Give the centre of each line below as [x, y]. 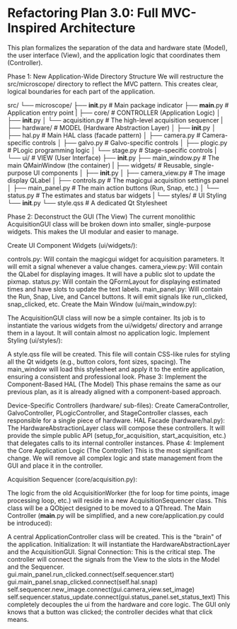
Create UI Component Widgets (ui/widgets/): [73, 245]
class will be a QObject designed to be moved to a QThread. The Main [109, 508]
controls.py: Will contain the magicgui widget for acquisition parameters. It [116, 259]
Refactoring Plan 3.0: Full [83, 13]
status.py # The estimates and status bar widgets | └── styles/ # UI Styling [117, 195]
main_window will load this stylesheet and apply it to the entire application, [116, 369]
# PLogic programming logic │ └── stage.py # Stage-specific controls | [112, 150]
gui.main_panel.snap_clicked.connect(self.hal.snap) [82, 582]
